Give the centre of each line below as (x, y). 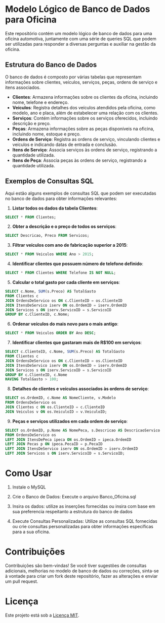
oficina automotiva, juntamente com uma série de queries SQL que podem (81, 39)
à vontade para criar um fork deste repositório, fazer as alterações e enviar (82, 576)
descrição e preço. (31, 123)
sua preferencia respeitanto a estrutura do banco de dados (72, 512)
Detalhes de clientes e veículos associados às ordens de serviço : (81, 389)
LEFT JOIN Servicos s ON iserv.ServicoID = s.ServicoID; (65, 453)
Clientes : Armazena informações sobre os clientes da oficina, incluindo (85, 97)
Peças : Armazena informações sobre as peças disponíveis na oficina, (83, 129)
